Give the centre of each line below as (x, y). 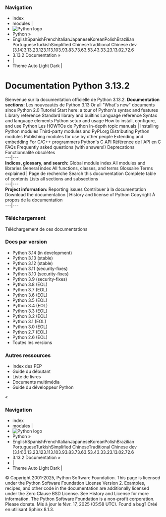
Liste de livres (27, 377)
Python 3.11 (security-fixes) (40, 268)
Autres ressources (28, 355)
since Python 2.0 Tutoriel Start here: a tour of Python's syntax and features (82, 110)
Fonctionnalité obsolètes (30, 153)
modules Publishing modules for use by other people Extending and (74, 137)
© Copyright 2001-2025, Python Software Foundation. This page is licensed (83, 478)
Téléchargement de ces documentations (46, 229)
